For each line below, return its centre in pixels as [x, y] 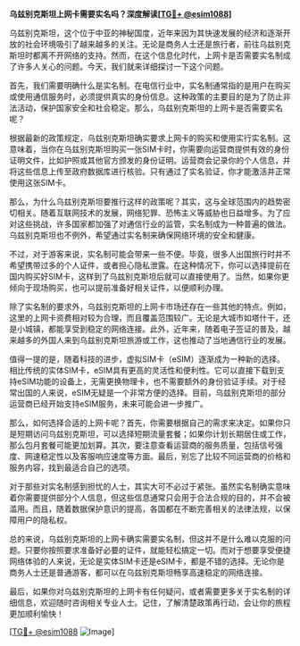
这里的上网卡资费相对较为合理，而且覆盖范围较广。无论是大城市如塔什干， [146, 318]
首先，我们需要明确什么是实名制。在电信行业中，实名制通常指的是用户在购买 [150, 85]
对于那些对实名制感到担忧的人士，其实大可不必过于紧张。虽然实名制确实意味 [150, 487]
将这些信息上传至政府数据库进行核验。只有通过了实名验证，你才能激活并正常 [150, 172]
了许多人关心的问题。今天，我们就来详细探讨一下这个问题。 [119, 67]
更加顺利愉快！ [37, 614]
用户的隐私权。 [44, 520]
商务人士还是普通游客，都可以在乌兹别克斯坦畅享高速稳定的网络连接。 [138, 572]
